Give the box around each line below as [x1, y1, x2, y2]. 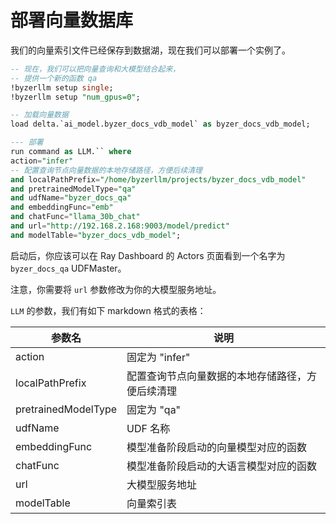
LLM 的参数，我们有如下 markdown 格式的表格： [10, 304, 207, 316]
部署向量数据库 [10, 9, 134, 32]
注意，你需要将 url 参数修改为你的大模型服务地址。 [10, 283, 222, 295]
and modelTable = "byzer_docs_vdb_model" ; [10, 230, 182, 240]
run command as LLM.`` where [10, 147, 132, 157]
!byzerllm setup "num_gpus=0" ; [10, 92, 141, 102]
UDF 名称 [126, 421, 171, 435]
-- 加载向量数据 [10, 110, 69, 120]
